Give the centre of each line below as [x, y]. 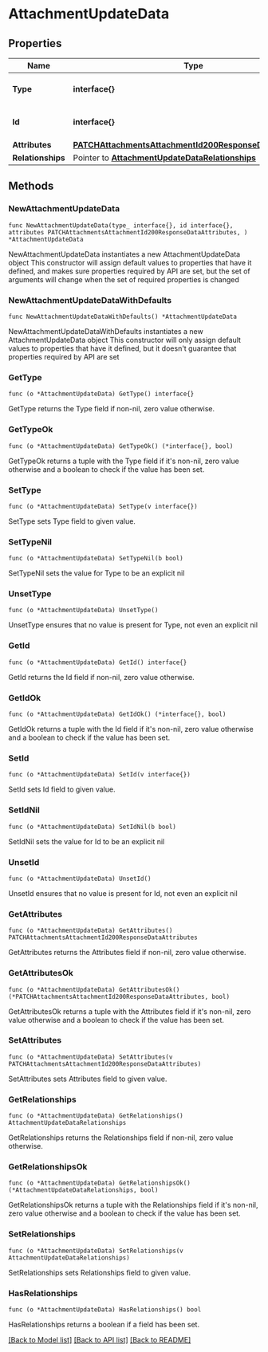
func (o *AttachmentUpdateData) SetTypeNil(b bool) [96, 559]
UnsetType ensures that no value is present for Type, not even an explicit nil [133, 625]
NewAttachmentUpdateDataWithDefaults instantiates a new [106, 331]
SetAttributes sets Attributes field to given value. [88, 1079]
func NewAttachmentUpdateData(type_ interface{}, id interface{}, [121, 225]
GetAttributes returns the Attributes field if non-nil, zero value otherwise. [127, 953]
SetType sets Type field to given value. [72, 521]
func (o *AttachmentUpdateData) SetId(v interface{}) [100, 775]
